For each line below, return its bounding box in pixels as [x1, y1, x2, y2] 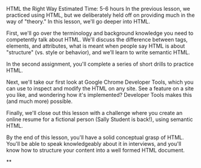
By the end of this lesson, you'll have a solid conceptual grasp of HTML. [6, 134, 184, 141]
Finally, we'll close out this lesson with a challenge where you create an [6, 110, 183, 116]
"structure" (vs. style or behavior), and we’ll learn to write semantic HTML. [6, 49, 190, 56]
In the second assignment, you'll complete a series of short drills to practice [6, 60, 194, 67]
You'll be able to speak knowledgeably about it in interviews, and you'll [6, 140, 182, 147]
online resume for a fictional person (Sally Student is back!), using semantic [6, 116, 193, 123]
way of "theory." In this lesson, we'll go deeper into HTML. [6, 18, 151, 25]
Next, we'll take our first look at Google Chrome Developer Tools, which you [6, 78, 194, 86]
